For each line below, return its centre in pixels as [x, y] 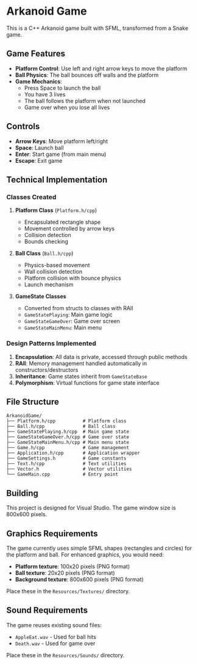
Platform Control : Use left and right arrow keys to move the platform [101, 68]
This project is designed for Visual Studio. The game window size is [91, 508]
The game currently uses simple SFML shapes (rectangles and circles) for [99, 548]
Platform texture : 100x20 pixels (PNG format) [72, 566]
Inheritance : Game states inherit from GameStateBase [81, 376]
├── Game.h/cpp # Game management [68, 448]
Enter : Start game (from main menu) [61, 154]
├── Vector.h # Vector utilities [69, 469]
